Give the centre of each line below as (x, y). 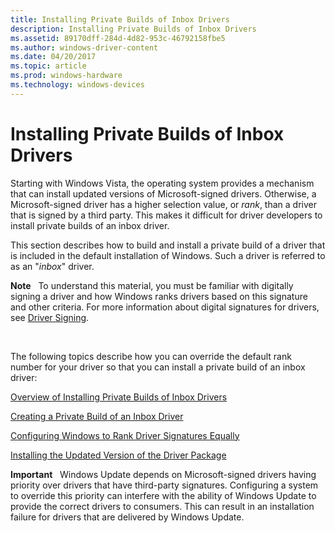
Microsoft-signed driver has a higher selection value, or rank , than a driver (163, 204)
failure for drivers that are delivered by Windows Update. (127, 517)
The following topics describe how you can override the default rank (151, 356)
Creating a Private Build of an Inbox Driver (97, 416)
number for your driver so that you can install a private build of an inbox (158, 367)
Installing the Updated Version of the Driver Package (118, 455)
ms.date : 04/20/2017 (53, 57)
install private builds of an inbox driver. (90, 225)
